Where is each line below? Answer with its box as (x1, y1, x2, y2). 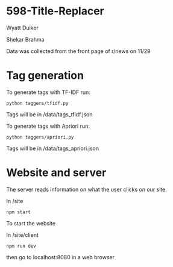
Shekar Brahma (6, 36, 45, 43)
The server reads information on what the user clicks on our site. (6, 186, 167, 193)
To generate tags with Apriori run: (6, 122, 90, 130)
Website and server (6, 166, 107, 180)
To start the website (6, 219, 56, 227)
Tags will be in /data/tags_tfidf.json (6, 110, 93, 118)
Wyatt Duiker (6, 24, 39, 31)
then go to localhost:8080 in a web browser (6, 253, 115, 260)
